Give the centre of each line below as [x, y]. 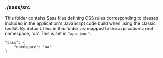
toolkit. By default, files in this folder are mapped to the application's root [79, 29]
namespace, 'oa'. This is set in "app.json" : [48, 34]
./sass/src [18, 7]
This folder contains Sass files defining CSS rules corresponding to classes [81, 18]
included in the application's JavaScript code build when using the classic [80, 23]
